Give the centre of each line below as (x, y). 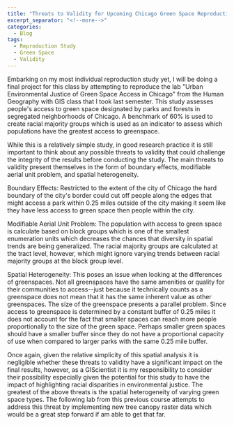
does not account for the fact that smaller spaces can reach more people (112, 319)
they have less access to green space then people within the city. (101, 210)
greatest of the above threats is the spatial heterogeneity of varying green (113, 391)
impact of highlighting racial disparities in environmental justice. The (105, 384)
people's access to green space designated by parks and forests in (104, 108)
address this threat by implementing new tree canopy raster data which (110, 407)
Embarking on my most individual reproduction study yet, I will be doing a (112, 79)
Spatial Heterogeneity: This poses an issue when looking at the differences (115, 274)
